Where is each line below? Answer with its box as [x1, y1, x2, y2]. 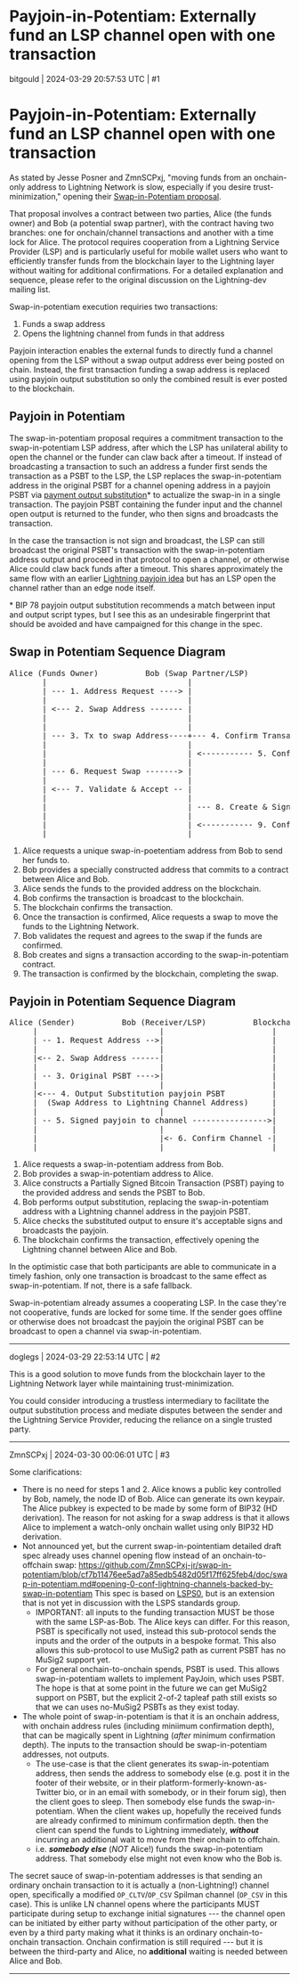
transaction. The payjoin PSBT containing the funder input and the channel [9, 499, 283, 510]
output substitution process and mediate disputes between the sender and [9, 1405, 283, 1416]
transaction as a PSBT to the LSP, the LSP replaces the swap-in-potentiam [9, 470, 282, 481]
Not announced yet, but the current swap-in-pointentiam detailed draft [21, 1541, 282, 1552]
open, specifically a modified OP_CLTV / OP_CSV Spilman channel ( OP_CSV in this [9, 1889, 287, 1900]
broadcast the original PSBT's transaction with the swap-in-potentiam [9, 544, 265, 555]
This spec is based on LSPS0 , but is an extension [94, 1588, 276, 1599]
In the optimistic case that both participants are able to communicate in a [9, 1261, 277, 1272]
